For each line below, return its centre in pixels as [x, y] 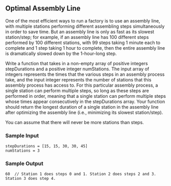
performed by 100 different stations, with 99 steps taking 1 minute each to [83, 43]
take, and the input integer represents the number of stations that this [78, 79]
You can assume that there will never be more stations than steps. [75, 122]
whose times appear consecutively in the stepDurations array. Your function [85, 101]
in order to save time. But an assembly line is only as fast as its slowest [80, 32]
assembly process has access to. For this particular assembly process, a [82, 85]
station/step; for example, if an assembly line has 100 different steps [77, 37]
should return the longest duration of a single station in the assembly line [82, 107]
